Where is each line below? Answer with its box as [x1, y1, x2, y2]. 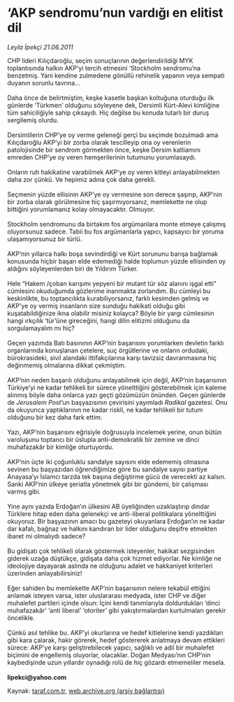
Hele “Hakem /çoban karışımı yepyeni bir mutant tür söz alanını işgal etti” [7, 279, 217, 287]
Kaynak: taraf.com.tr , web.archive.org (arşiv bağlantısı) [7, 687, 166, 695]
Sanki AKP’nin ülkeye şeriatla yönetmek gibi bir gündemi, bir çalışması [7, 480, 208, 488]
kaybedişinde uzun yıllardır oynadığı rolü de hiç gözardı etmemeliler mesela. [7, 658, 226, 666]
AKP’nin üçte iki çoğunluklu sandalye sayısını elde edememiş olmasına [7, 457, 210, 466]
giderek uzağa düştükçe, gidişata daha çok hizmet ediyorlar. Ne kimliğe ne [7, 554, 221, 562]
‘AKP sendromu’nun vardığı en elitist [7, 5, 224, 21]
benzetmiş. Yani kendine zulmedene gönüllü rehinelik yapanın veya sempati [7, 71, 225, 80]
